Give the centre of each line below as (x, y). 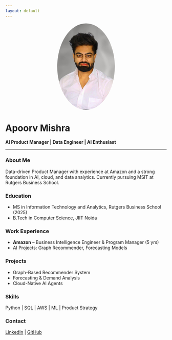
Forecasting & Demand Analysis (46, 278)
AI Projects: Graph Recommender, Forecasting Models (70, 248)
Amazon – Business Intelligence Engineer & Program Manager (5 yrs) (86, 242)
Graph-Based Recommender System (51, 272)
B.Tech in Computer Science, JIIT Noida (55, 218)
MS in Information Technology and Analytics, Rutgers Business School (87, 207)
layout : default (23, 11)
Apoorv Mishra (38, 128)
